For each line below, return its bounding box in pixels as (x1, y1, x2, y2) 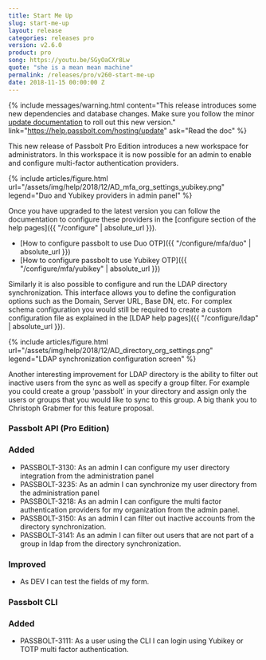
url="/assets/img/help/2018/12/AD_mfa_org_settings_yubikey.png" (8, 182, 225, 191)
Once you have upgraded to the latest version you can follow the (8, 206, 221, 215)
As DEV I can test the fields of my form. (19, 577, 150, 587)
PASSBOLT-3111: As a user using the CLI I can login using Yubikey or (19, 636, 244, 646)
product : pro (8, 49, 52, 57)
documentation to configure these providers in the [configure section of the (8, 214, 256, 224)
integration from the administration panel (19, 471, 154, 481)
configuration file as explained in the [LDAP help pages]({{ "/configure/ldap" (8, 312, 259, 323)
